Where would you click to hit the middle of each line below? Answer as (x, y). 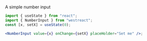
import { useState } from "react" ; (41, 16)
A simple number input (28, 7)
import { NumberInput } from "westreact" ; (49, 20)
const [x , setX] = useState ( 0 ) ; (38, 25)
